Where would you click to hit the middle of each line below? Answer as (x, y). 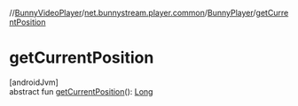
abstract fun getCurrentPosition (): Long (81, 91)
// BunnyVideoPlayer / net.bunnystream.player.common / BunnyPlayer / (133, 13)
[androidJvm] (34, 82)
